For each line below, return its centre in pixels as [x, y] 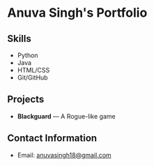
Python [28, 55]
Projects [26, 99]
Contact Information [52, 138]
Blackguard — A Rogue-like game [67, 116]
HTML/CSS [33, 70]
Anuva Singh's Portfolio [77, 13]
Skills [19, 39]
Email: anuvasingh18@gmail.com [64, 155]
